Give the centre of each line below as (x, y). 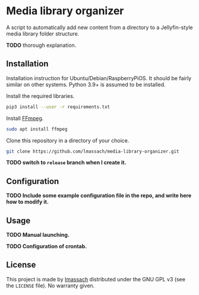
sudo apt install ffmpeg (37, 129)
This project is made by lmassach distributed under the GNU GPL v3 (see (96, 279)
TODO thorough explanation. (41, 45)
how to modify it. (28, 202)
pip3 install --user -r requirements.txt (58, 107)
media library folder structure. (43, 33)
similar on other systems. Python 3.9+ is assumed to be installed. (86, 84)
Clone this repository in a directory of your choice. (68, 140)
